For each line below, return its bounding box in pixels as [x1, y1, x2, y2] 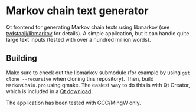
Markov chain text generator [6, 4, 149, 18]
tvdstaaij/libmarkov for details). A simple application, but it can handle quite [6, 29, 190, 37]
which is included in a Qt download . [6, 87, 93, 95]
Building [6, 53, 37, 63]
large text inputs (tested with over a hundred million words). [6, 36, 152, 43]
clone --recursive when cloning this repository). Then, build [6, 75, 154, 82]
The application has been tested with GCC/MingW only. [6, 99, 142, 106]
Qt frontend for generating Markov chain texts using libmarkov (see [6, 24, 170, 31]
